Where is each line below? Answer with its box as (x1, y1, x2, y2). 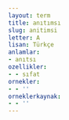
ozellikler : (8, 63, 47, 71)
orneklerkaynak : (8, 92, 61, 100)
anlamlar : (8, 48, 41, 56)
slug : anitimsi (8, 26, 58, 34)
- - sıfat (8, 70, 41, 78)
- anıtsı (8, 56, 37, 64)
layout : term (8, 11, 51, 20)
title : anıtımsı (8, 19, 61, 27)
